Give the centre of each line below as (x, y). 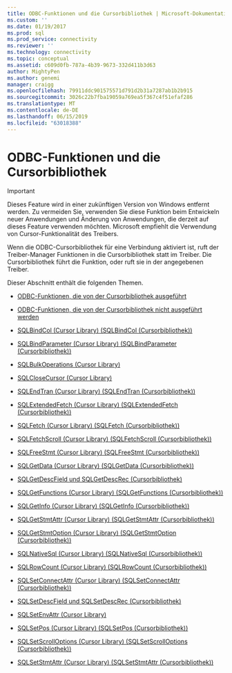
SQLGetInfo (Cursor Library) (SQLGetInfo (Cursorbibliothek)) (103, 506)
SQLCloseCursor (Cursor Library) (65, 378)
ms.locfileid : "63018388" (44, 123)
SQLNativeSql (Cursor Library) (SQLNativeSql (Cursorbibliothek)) (110, 554)
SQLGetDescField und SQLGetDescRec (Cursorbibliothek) (100, 479)
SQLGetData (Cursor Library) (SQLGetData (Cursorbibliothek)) (106, 466)
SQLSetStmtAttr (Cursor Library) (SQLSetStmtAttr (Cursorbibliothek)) (115, 663)
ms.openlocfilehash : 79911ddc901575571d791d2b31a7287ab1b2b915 (100, 91)
